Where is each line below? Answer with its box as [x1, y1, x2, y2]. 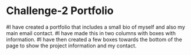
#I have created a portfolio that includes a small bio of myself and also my [6, 23, 186, 30]
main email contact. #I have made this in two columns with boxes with [6, 29, 176, 36]
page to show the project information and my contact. [6, 42, 137, 49]
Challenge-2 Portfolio [6, 4, 114, 18]
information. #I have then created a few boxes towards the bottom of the [6, 36, 183, 43]
